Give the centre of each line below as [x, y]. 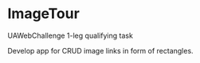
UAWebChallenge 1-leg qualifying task [70, 35]
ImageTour [44, 14]
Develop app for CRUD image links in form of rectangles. [100, 50]
